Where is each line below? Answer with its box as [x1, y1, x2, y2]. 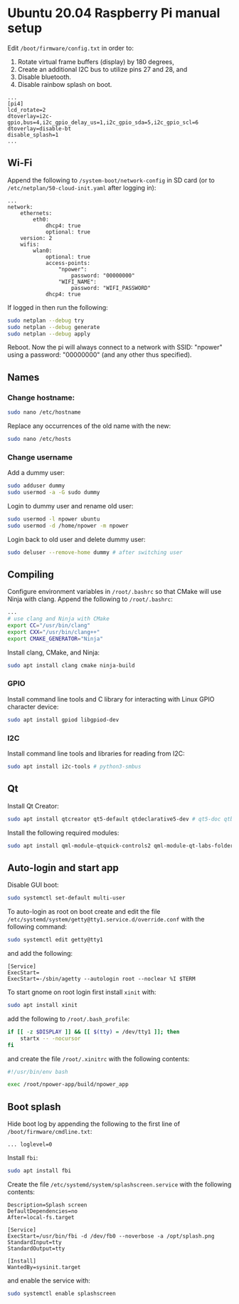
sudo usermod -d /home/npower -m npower [7, 522, 129, 529]
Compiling [7, 568, 55, 580]
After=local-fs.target [7, 1214, 75, 1221]
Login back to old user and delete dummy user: [7, 535, 146, 543]
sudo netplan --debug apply [7, 330, 91, 338]
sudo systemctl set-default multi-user [7, 894, 126, 902]
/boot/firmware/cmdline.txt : [7, 1127, 92, 1136]
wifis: [20, 241, 40, 248]
